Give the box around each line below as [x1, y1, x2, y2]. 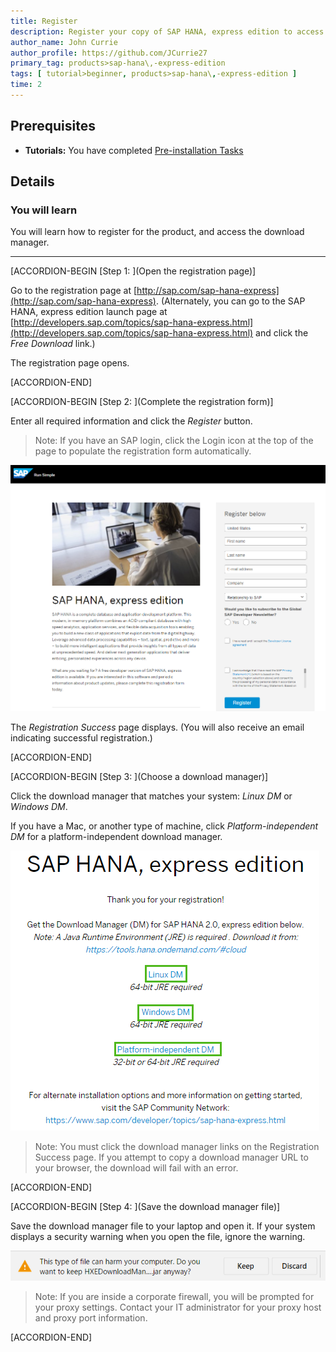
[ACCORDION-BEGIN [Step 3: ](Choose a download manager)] [10, 771, 269, 783]
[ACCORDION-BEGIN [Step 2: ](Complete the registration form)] [10, 396, 274, 408]
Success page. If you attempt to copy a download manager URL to [34, 1151, 309, 1164]
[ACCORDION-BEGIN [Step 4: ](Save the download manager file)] [10, 1201, 281, 1213]
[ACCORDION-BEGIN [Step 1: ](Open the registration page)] [10, 265, 257, 277]
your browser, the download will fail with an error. [34, 1162, 239, 1174]
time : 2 [10, 80, 43, 90]
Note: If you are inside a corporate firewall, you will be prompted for [34, 1290, 315, 1302]
